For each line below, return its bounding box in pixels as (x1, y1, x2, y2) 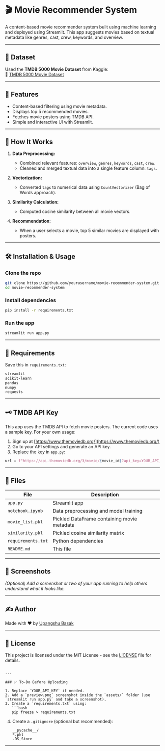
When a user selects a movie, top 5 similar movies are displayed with (19, 228, 159, 233)
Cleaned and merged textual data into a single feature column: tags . (19, 165, 157, 171)
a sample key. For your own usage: (5, 429, 76, 435)
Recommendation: (12, 218, 51, 224)
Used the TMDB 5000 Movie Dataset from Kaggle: (5, 66, 109, 72)
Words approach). (19, 190, 56, 196)
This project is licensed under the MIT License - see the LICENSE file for (5, 652, 151, 658)
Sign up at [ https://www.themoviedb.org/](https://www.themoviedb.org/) (12, 439, 160, 444)
